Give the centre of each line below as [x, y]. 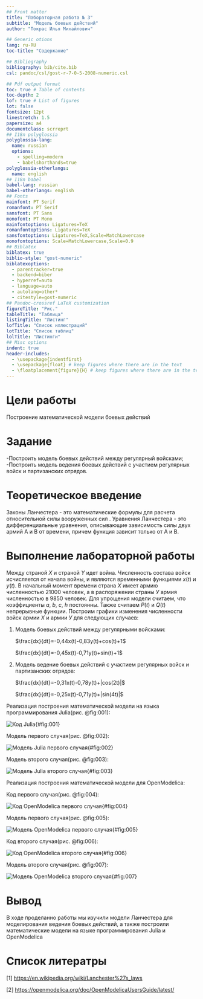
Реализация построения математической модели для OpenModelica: [96, 783]
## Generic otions [29, 40]
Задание [29, 441]
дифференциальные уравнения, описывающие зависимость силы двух [98, 525]
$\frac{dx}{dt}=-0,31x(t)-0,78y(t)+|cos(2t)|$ [70, 682]
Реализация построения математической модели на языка [83, 706]
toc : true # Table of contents [46, 89]
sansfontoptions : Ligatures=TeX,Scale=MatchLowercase [76, 236]
